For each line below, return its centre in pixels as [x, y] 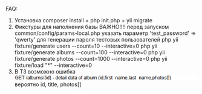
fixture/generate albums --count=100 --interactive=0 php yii [90, 52]
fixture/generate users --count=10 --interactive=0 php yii [86, 46]
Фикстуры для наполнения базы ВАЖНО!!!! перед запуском [92, 27]
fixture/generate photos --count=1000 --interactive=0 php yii [91, 59]
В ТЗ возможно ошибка [45, 71]
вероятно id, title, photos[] [48, 84]
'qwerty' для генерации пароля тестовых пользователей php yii [96, 39]
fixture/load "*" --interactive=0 [53, 65]
